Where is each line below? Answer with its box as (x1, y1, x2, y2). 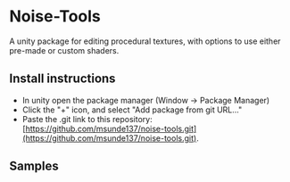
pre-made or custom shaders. (9, 45, 120, 55)
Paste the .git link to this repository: (21, 113, 153, 124)
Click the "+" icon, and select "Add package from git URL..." (21, 104, 243, 115)
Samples (9, 159, 60, 174)
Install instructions (9, 71, 116, 87)
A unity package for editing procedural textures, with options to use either (9, 36, 281, 46)
